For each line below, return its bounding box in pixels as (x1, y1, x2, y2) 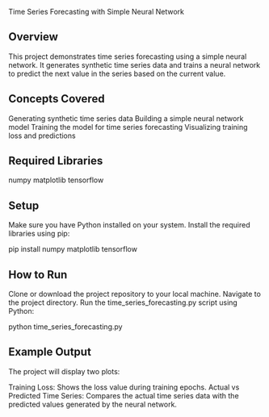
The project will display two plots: (8, 366, 120, 376)
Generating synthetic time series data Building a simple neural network (8, 113, 244, 123)
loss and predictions (8, 131, 76, 140)
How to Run (8, 268, 68, 281)
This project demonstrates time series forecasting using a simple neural (8, 52, 247, 61)
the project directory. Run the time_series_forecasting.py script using (8, 298, 238, 307)
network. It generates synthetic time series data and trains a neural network (8, 60, 261, 69)
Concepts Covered (8, 92, 105, 106)
